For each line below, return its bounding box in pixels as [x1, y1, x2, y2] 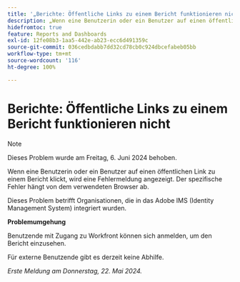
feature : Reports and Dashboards [7, 30, 107, 38]
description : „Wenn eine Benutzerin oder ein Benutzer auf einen [7, 17, 206, 24]
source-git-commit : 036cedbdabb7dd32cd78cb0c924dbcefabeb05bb [7, 44, 196, 51]
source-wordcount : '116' [7, 57, 81, 64]
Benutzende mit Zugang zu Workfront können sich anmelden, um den [7, 231, 212, 240]
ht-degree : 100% [7, 64, 56, 71]
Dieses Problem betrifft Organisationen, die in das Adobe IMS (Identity [7, 196, 214, 204]
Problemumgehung [7, 217, 66, 226]
